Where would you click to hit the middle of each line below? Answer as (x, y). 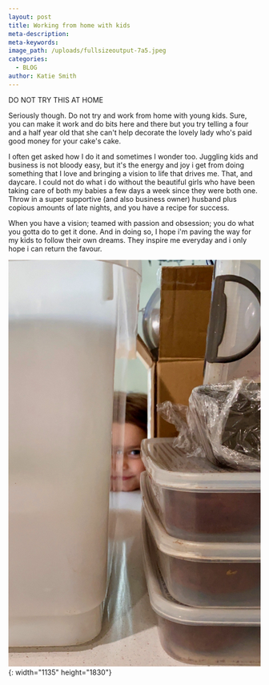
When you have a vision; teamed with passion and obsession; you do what (131, 223)
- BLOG (26, 68)
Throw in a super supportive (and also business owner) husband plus (123, 199)
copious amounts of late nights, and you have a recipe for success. (119, 208)
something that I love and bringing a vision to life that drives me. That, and (130, 173)
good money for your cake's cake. (65, 141)
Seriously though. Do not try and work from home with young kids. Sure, (128, 115)
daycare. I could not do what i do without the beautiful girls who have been (132, 182)
